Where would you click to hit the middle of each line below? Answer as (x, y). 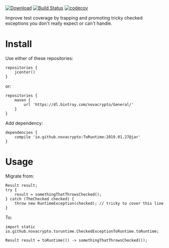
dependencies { (22, 132)
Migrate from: (20, 176)
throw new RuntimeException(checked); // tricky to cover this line (89, 203)
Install (19, 44)
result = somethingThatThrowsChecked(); (58, 194)
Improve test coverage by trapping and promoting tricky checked (74, 18)
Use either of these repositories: (39, 58)
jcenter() (25, 72)
